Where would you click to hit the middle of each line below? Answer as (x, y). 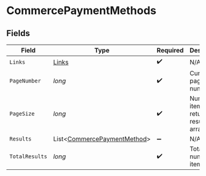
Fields (18, 33)
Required (170, 50)
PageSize (22, 114)
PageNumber (25, 81)
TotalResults (29, 156)
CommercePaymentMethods (81, 11)
